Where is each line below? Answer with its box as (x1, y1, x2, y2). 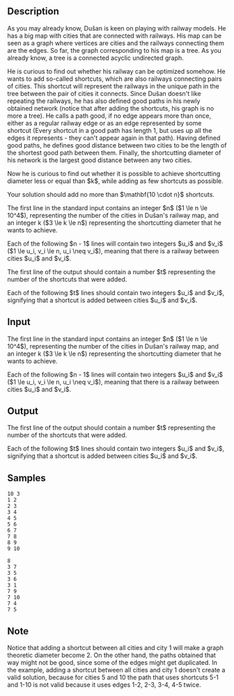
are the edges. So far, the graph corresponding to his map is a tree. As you (7, 46, 221, 54)
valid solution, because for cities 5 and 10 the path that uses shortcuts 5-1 (7, 673, 219, 681)
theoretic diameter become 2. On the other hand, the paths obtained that (7, 651, 216, 660)
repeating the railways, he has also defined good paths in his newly (7, 97, 201, 105)
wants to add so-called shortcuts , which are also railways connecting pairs (7, 74, 222, 83)
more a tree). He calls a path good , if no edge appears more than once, (7, 111, 212, 120)
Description (7, 6, 59, 17)
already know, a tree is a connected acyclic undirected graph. (7, 54, 185, 62)
